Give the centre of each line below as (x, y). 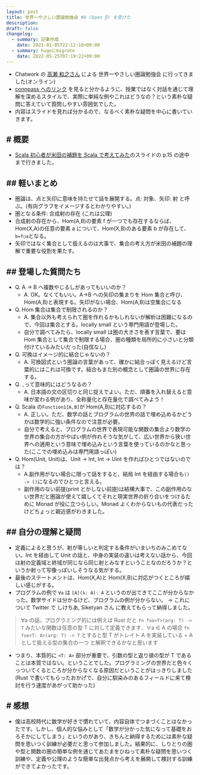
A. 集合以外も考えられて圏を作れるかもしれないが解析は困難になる (105, 317)
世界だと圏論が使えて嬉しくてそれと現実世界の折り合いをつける (107, 496)
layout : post (22, 12)
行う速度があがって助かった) (60, 685)
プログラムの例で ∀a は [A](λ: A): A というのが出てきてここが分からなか (104, 592)
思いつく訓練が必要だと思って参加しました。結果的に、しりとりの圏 (109, 744)
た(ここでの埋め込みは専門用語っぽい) (70, 451)
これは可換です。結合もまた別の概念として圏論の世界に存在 (118, 370)
